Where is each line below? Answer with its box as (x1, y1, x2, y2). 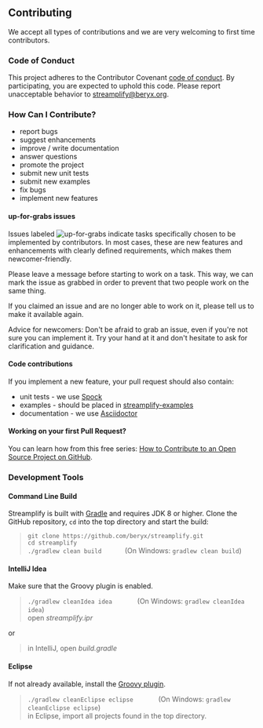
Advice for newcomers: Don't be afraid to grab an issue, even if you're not (8, 325, 248, 334)
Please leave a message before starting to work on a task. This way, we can (8, 269, 254, 278)
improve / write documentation (19, 144, 119, 153)
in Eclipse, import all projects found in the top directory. (27, 711, 207, 720)
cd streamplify (27, 539, 78, 548)
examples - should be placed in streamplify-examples (19, 400, 194, 409)
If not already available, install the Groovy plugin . (8, 679, 166, 689)
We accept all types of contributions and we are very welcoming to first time (8, 27, 255, 36)
